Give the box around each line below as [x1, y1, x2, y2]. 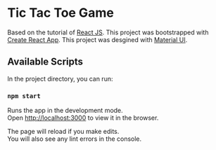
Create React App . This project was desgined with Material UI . [7, 35, 188, 43]
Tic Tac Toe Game [7, 5, 114, 21]
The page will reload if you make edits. [7, 128, 120, 136]
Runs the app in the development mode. [7, 107, 123, 115]
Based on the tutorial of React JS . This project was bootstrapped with [7, 28, 209, 36]
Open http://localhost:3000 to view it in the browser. [7, 114, 159, 122]
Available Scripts [7, 56, 83, 68]
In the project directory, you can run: [7, 74, 113, 83]
